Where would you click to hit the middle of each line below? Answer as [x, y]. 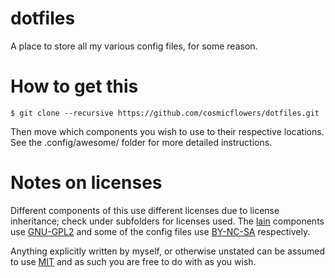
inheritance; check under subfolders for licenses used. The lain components [167, 221]
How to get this [74, 86]
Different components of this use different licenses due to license [145, 210]
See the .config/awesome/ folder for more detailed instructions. [141, 142]
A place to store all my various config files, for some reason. [134, 46]
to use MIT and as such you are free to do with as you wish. [133, 261]
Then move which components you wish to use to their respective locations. [167, 131]
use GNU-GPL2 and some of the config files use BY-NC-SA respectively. [160, 231]
